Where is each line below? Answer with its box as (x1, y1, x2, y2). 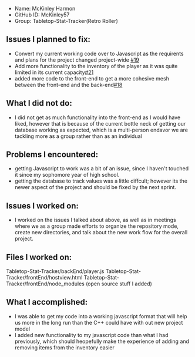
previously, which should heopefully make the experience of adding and (14, 338, 190, 345)
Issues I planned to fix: (6, 35, 91, 45)
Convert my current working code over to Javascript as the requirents (14, 50, 184, 57)
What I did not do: (6, 98, 72, 108)
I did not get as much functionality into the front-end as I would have (14, 114, 181, 121)
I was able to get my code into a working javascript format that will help (14, 312, 187, 319)
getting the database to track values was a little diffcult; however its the (14, 177, 188, 184)
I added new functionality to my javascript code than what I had (14, 331, 169, 338)
